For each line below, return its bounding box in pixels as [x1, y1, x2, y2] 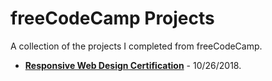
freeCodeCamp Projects [10, 7, 215, 30]
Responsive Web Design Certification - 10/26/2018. [24, 59, 242, 71]
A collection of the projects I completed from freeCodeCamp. [10, 40, 263, 52]
